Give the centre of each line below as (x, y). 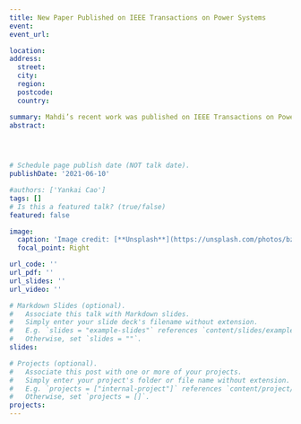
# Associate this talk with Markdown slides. (100, 314)
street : (32, 67)
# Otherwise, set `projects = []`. (80, 397)
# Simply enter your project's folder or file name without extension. (150, 380)
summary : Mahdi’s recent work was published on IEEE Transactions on (142, 117)
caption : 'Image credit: (64, 240)
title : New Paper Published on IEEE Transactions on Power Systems (138, 18)
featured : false (39, 215)
